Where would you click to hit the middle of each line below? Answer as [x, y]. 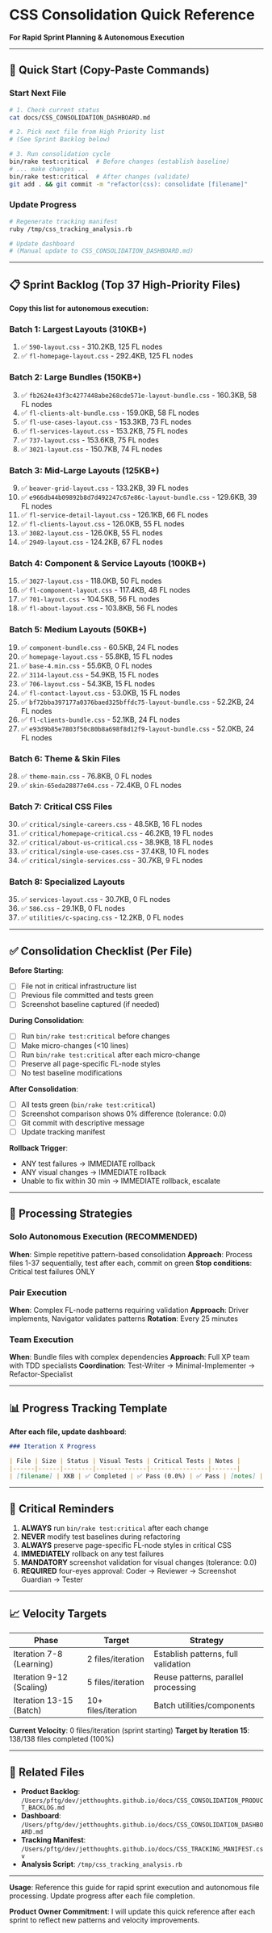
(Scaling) [31, 1688]
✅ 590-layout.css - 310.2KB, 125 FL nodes [92, 347]
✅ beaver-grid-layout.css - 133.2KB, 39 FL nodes [105, 488]
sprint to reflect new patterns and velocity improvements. [105, 1920]
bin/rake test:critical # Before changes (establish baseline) [119, 161]
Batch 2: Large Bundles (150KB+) [75, 377]
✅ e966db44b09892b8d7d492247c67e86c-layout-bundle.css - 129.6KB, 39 [139, 497]
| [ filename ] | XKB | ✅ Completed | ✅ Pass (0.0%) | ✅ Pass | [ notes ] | [136, 1476]
